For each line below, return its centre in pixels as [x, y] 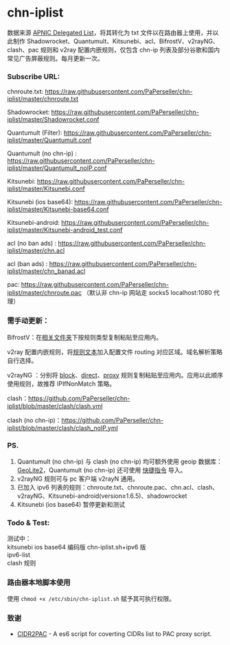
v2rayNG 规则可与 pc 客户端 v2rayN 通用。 [78, 479]
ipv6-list [19, 555]
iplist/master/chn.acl [36, 251]
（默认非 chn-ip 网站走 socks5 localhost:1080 [148, 293]
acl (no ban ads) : [32, 243]
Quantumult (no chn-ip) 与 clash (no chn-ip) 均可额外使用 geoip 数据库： [120, 461]
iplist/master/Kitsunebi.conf [46, 189]
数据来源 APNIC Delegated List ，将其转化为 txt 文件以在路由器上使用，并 [110, 32]
